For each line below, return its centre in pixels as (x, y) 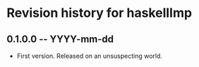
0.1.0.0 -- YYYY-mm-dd (60, 39)
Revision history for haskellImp (99, 13)
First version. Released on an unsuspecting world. (90, 56)
